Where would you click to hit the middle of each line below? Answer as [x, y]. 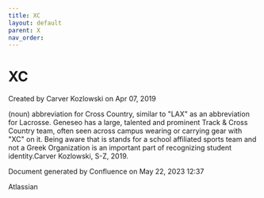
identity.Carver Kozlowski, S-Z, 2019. [69, 156]
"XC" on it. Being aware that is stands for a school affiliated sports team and [132, 139]
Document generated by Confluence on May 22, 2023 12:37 [106, 172]
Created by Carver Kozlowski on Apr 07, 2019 [82, 99]
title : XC [25, 15]
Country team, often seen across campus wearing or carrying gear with [125, 131]
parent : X [25, 30]
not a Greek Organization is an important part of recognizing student [120, 148]
